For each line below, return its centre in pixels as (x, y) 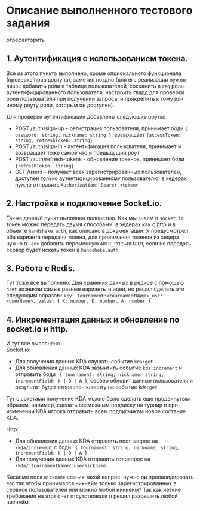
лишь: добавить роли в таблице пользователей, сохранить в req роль (95, 86)
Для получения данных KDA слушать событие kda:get (84, 362)
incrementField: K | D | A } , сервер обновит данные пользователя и (104, 381)
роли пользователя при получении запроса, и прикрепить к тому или (95, 98)
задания (28, 23)
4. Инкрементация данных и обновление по (93, 319)
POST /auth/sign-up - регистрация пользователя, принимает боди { (101, 128)
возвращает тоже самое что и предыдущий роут (77, 152)
